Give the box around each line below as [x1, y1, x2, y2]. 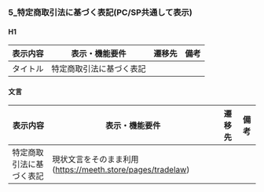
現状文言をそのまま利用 [52, 154, 139, 165]
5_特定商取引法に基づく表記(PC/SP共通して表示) [8, 6, 192, 17]
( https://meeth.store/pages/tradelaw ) [52, 165, 190, 176]
